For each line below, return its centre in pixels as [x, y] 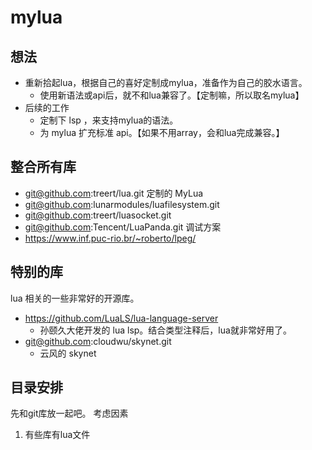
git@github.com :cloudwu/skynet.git [98, 341]
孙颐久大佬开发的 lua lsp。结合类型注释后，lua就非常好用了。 [165, 330]
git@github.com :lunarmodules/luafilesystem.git [122, 204]
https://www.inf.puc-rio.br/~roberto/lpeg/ [110, 238]
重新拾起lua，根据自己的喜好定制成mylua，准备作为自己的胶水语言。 [166, 82]
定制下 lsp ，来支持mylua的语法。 [109, 120]
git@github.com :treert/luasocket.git [98, 215]
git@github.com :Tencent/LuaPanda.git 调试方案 [123, 227]
